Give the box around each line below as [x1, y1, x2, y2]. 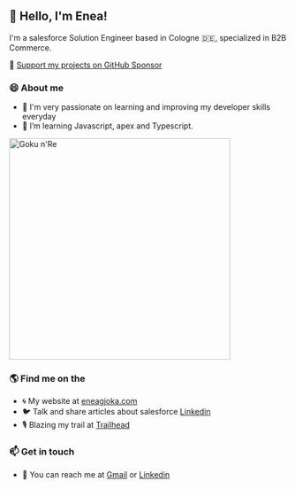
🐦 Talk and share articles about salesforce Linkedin [21, 407, 211, 417]
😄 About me [9, 81, 64, 94]
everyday [21, 112, 57, 122]
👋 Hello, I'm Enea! [9, 9, 108, 24]
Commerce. [9, 42, 52, 53]
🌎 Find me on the [9, 373, 86, 385]
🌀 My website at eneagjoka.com [21, 396, 138, 407]
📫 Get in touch [9, 446, 75, 458]
